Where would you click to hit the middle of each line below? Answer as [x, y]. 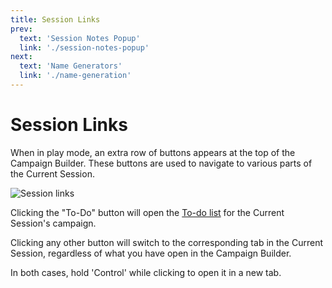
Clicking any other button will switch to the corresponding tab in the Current [166, 242]
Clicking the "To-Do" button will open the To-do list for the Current [147, 212]
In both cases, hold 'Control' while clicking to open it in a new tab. [146, 272]
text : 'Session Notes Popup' [80, 38]
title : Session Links [55, 19]
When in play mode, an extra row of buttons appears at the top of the [153, 152]
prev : [21, 29]
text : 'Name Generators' [71, 66]
